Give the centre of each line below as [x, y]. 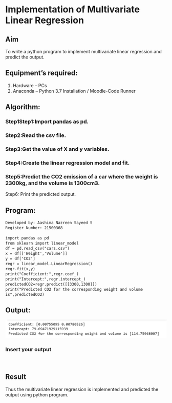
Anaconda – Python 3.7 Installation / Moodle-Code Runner [74, 91]
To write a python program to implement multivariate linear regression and [84, 52]
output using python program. [37, 395]
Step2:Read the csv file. [36, 135]
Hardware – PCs [30, 85]
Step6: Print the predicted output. [40, 194]
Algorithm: [23, 107]
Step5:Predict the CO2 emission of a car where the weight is [82, 176]
